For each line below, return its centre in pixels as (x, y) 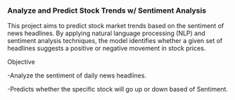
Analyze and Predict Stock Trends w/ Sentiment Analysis (107, 11)
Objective (21, 62)
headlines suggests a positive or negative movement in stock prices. (107, 49)
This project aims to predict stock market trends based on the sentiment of (116, 26)
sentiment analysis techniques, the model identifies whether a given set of (115, 41)
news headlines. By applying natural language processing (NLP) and (106, 33)
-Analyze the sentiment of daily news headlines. (77, 75)
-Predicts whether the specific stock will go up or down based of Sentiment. (118, 89)
